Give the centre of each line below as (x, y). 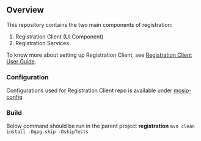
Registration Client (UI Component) (59, 37)
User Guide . (21, 61)
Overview (25, 10)
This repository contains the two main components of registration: (90, 24)
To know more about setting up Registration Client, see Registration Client (99, 55)
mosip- (183, 90)
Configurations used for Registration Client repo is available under (90, 90)
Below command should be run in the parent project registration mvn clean (101, 126)
